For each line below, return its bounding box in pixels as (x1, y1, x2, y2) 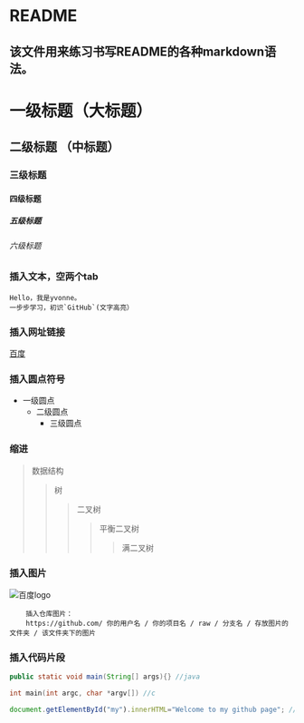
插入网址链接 (9, 326, 66, 338)
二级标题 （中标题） (9, 140, 119, 155)
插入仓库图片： (25, 609, 73, 618)
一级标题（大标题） (9, 101, 153, 121)
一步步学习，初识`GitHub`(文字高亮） (9, 303, 134, 312)
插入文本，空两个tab (9, 270, 99, 283)
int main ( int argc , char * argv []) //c (9, 689, 156, 698)
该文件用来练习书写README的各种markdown (9, 44, 265, 59)
